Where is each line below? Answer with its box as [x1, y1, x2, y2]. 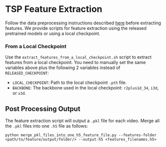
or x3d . [12, 90, 26, 96]
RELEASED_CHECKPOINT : [5, 70, 49, 76]
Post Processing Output [5, 104, 81, 113]
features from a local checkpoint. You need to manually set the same [5, 60, 146, 66]
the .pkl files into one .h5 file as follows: [5, 123, 88, 129]
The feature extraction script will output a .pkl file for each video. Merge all [5, 118, 160, 124]
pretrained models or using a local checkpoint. [5, 30, 100, 36]
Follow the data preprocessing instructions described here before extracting [5, 20, 162, 26]
